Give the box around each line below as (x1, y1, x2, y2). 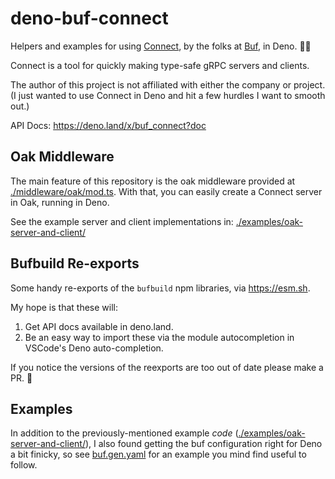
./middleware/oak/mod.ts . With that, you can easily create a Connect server (10, 185, 323, 197)
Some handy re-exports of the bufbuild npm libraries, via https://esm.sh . (10, 282, 311, 294)
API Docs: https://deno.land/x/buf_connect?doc (10, 119, 207, 131)
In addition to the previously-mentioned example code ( (10, 427, 239, 439)
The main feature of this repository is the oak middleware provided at (10, 175, 296, 187)
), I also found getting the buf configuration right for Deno (84, 438, 323, 450)
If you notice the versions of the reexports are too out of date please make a (10, 361, 324, 373)
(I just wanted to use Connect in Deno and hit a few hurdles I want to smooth (10, 89, 326, 101)
